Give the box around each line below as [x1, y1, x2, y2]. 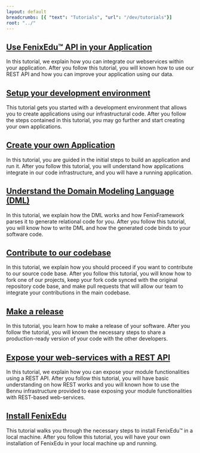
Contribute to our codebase [6, 248, 112, 258]
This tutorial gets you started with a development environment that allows [6, 104, 187, 111]
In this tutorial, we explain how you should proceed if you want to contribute [6, 264, 193, 271]
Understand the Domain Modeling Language [6, 186, 174, 196]
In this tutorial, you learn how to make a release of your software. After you [6, 323, 190, 330]
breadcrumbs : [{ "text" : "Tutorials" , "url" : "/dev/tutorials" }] [6, 14, 172, 20]
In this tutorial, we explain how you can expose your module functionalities [6, 369, 190, 376]
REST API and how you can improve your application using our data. [6, 71, 174, 78]
